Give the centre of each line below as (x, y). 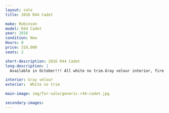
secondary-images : (25, 103)
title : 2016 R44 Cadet (29, 15)
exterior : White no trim (32, 85)
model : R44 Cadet (24, 28)
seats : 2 (14, 52)
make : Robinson (21, 24)
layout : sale (19, 10)
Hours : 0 (14, 43)
